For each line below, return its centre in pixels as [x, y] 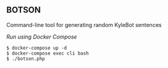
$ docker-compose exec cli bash [48, 53]
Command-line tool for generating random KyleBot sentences [84, 25]
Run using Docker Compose [42, 37]
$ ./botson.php [26, 59]
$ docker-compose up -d [37, 48]
